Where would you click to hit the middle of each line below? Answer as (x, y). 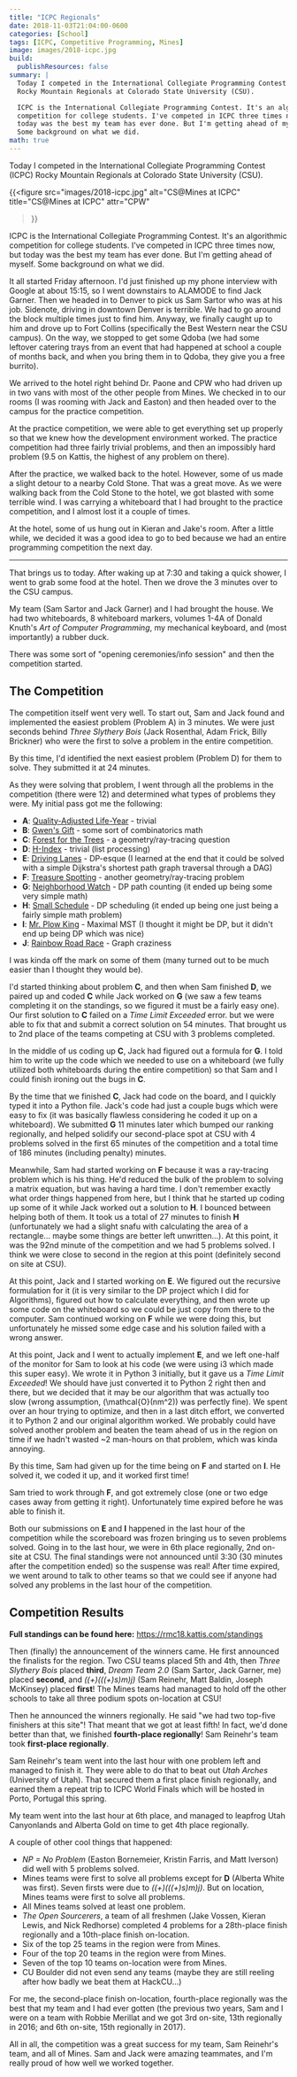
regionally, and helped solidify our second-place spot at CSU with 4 (133, 1133)
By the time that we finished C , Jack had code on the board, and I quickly (143, 1096)
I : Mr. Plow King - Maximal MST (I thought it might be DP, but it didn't (147, 924)
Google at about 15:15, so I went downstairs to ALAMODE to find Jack (136, 290)
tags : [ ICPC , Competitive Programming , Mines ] (96, 42)
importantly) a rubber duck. (59, 637)
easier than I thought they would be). (76, 969)
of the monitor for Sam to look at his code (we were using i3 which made (141, 1363)
